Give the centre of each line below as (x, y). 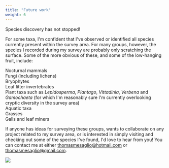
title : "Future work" (28, 10)
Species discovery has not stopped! (43, 29)
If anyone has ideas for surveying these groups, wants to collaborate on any (85, 129)
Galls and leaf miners (27, 119)
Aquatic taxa (19, 108)
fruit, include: (19, 60)
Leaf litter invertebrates (30, 86)
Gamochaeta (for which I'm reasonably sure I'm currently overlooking (78, 97)
